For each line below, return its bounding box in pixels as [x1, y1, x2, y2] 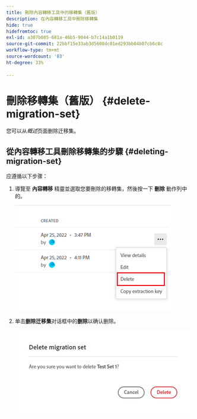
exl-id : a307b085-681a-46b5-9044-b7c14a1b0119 [6, 34, 123, 41]
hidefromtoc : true [6, 28, 52, 34]
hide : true [6, 22, 33, 28]
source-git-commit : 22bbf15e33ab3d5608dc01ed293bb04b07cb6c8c [6, 41, 163, 47]
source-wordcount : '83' [6, 53, 65, 59]
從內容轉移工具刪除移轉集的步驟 [6, 146, 123, 157]
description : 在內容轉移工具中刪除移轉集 [6, 15, 99, 22]
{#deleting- [124, 146, 169, 157]
